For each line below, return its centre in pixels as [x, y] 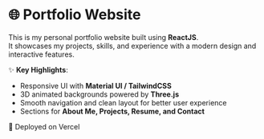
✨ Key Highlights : [38, 69]
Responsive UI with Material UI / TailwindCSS [96, 85]
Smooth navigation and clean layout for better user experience [123, 102]
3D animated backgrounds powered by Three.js [99, 94]
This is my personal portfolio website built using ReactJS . [104, 37]
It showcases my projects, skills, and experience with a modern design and [132, 46]
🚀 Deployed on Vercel [44, 126]
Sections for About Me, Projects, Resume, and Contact [112, 111]
